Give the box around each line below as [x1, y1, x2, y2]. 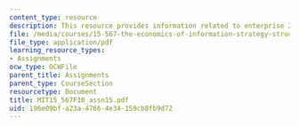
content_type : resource [9, 12, 98, 22]
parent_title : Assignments [9, 71, 109, 80]
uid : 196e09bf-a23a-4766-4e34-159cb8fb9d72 [9, 104, 174, 113]
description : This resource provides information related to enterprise [9, 21, 285, 30]
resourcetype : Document [9, 87, 98, 96]
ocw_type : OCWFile [9, 63, 77, 72]
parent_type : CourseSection [9, 79, 114, 88]
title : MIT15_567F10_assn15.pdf [9, 95, 129, 105]
